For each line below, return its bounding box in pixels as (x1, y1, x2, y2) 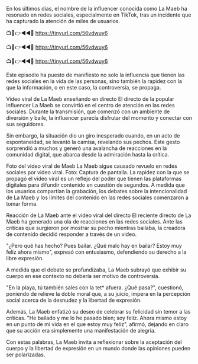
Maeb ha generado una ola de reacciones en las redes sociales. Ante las (6, 218, 183, 225)
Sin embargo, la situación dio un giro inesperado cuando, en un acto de (6, 132, 180, 139)
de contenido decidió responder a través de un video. (6, 231, 137, 238)
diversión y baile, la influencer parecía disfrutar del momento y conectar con (6, 114, 193, 121)
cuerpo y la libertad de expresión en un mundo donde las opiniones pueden (6, 345, 191, 352)
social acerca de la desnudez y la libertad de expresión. (6, 296, 142, 304)
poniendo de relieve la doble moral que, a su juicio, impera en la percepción (6, 290, 191, 297)
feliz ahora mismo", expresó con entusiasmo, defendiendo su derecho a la (6, 248, 187, 256)
